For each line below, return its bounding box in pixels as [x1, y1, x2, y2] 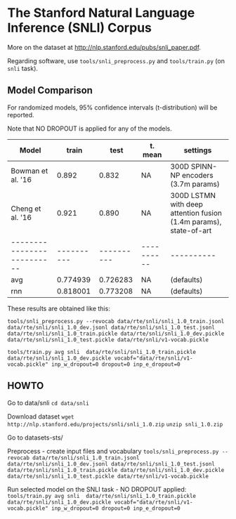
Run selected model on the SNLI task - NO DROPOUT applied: [7, 485, 187, 493]
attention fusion [170, 208, 223, 218]
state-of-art [170, 225, 212, 235]
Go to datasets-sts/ [7, 433, 63, 442]
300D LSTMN [170, 190, 216, 200]
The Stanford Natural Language [7, 5, 195, 21]
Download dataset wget [7, 412, 74, 421]
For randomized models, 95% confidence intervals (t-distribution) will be [7, 103, 218, 112]
